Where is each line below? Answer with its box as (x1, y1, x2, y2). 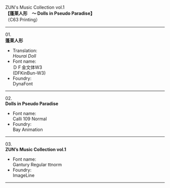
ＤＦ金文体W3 (12, 64, 42, 70)
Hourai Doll (12, 53, 36, 59)
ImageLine (12, 172, 35, 178)
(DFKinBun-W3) (12, 70, 46, 76)
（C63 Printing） (5, 17, 40, 22)
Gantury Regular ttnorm (12, 162, 62, 167)
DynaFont (12, 81, 33, 86)
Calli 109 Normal (12, 116, 47, 122)
